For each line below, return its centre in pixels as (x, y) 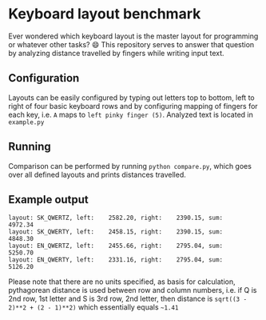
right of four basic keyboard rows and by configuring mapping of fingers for (133, 106)
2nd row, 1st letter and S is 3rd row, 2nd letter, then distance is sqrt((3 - (128, 299)
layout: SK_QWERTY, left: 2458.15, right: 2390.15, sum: (116, 232)
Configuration (44, 78)
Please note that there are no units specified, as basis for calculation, (122, 282)
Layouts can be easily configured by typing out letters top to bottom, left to (131, 98)
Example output (49, 200)
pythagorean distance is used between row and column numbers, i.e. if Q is (133, 290)
